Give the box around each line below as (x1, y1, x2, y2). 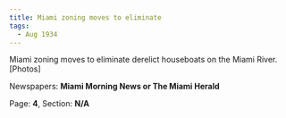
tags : (9, 21, 29, 30)
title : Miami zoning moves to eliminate (9, 13, 163, 22)
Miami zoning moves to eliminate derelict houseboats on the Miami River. (9, 55, 278, 65)
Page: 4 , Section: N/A (9, 98, 89, 109)
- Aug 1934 (17, 29, 58, 38)
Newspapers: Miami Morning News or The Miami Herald (9, 81, 221, 92)
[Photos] (9, 63, 42, 74)
